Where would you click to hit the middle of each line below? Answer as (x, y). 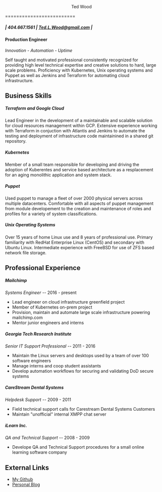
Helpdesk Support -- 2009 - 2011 (38, 400)
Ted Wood (81, 7)
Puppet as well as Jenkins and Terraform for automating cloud (67, 75)
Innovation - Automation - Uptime (39, 50)
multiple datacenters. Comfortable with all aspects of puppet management (79, 203)
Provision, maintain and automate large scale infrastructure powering (81, 312)
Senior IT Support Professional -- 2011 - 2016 (50, 346)
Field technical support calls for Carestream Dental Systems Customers (83, 409)
